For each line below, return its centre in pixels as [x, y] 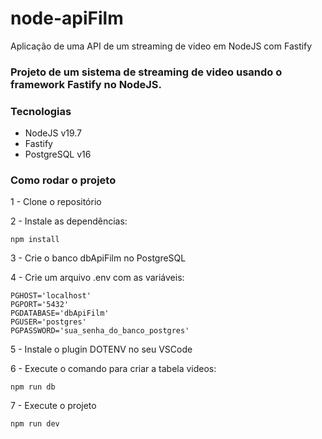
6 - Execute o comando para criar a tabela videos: [113, 369]
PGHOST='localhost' [51, 296]
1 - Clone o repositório [56, 202]
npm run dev [35, 424]
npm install [35, 240]
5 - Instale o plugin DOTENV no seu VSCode [101, 349]
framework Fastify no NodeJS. [86, 84]
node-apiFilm [67, 18]
